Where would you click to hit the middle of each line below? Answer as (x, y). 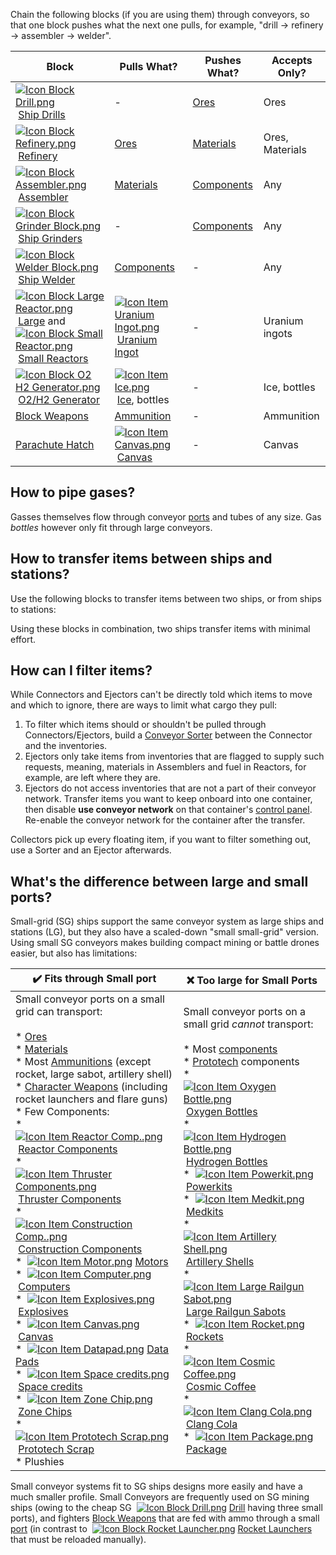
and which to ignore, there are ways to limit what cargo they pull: (144, 705)
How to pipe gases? (73, 492)
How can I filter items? (81, 670)
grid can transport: (59, 1012)
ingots (278, 333)
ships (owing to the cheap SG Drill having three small (166, 1508)
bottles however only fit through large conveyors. (111, 527)
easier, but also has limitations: (74, 953)
